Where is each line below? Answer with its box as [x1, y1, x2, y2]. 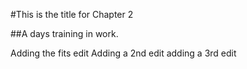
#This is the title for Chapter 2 [10, 9, 134, 20]
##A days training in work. [10, 28, 119, 39]
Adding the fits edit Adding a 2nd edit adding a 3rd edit [10, 47, 237, 59]
